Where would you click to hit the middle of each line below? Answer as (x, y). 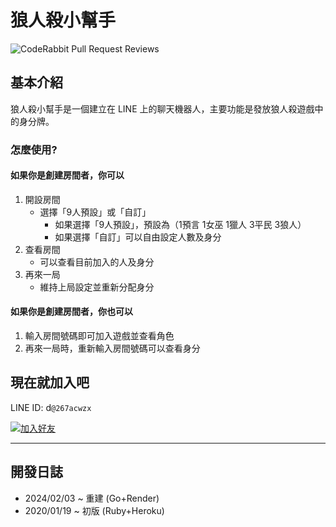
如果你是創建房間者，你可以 (67, 175)
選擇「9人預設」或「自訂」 (95, 212)
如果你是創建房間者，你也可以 (71, 312)
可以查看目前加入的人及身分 (97, 262)
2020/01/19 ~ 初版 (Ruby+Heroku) (94, 510)
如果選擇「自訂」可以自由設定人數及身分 (138, 237)
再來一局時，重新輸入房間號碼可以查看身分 (112, 348)
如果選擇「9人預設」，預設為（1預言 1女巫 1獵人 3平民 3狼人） (180, 224)
